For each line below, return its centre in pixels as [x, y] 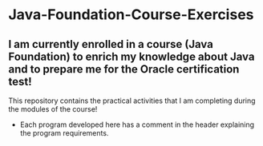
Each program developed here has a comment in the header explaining [137, 124]
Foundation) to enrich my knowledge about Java [131, 56]
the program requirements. [64, 133]
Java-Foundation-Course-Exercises [131, 15]
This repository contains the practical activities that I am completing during [132, 101]
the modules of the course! [53, 109]
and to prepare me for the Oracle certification [124, 69]
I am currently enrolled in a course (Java [111, 44]
